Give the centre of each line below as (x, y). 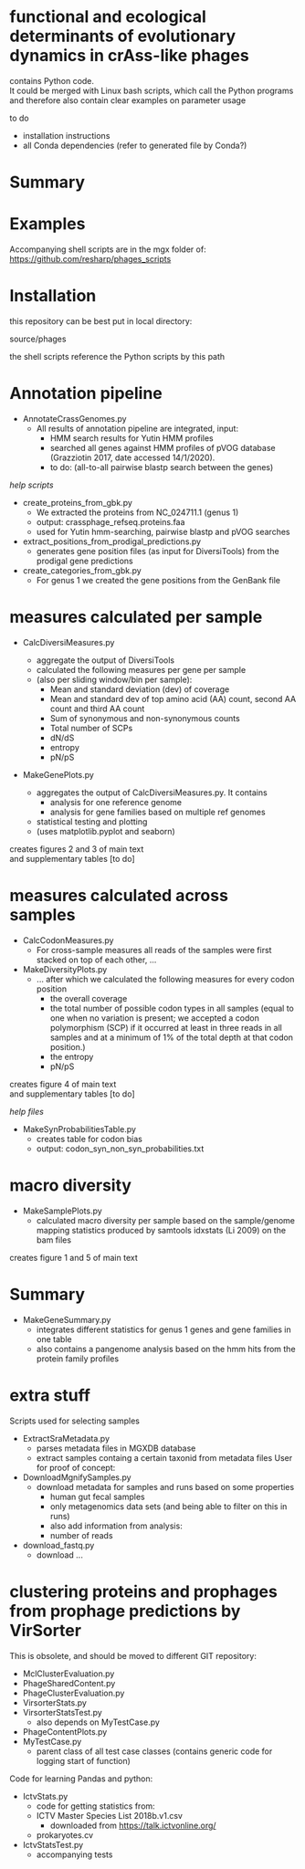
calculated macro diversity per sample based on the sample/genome (165, 1220)
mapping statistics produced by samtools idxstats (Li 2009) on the (161, 1230)
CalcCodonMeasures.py (68, 940)
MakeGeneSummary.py (67, 1319)
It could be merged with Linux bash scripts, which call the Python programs (152, 90)
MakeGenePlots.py (58, 774)
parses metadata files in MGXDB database (116, 1448)
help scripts (32, 485)
